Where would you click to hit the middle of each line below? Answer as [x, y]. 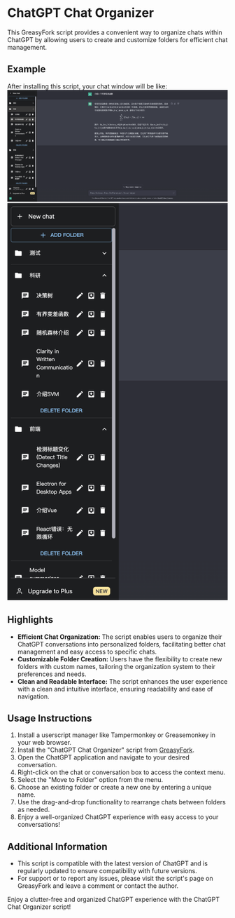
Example [27, 69]
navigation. [34, 696]
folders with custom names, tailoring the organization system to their [116, 666]
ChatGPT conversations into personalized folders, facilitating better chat [121, 644]
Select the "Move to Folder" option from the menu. [90, 780]
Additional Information [57, 846]
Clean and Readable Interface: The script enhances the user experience [122, 681]
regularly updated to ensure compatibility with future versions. [107, 871]
